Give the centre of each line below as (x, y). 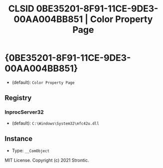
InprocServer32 (24, 112)
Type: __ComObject (31, 151)
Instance (19, 139)
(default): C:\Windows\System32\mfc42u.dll (55, 123)
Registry (18, 98)
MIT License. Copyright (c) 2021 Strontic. (47, 161)
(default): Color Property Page (43, 82)
